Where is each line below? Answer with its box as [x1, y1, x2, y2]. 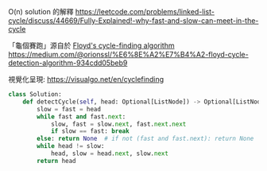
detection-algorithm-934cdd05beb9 [8, 58, 128, 68]
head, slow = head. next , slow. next [50, 150, 169, 157]
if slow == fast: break [50, 127, 130, 135]
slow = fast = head [37, 105, 102, 113]
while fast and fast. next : [37, 112, 126, 121]
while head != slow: [37, 142, 105, 150]
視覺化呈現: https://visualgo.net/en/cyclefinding [8, 75, 164, 84]
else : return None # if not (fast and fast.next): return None [37, 134, 254, 143]
